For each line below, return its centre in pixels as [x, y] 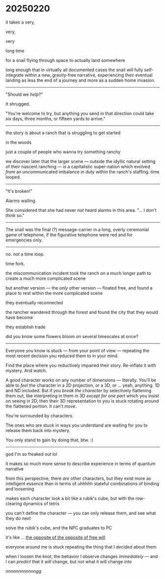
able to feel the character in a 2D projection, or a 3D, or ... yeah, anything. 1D [83, 385]
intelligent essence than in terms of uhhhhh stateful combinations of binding [82, 483]
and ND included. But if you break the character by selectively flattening [78, 390]
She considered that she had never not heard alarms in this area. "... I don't [81, 210]
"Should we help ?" [24, 94]
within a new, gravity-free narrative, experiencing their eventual [89, 75]
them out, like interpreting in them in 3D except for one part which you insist [82, 396]
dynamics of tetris [41, 503]
